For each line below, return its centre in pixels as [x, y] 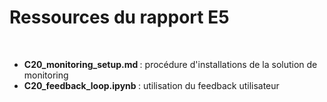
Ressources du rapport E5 [119, 17]
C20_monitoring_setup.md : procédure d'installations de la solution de [170, 64]
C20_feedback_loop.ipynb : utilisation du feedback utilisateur [151, 85]
